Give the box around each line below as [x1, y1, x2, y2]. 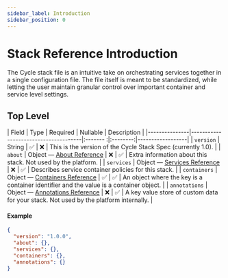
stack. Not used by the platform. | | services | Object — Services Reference [7, 158, 220, 166]
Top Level [7, 110, 49, 122]
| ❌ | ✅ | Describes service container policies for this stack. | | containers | [7, 166, 218, 174]
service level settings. [7, 90, 69, 99]
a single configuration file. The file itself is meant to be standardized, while [7, 76, 218, 84]
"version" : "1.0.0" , [13, 233, 72, 240]
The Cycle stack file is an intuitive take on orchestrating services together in [7, 68, 222, 77]
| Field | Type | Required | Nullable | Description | [7, 128, 145, 137]
